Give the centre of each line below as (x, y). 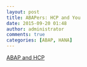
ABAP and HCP (25, 58)
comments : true (26, 35)
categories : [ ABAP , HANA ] (39, 40)
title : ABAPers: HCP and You (43, 18)
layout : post (23, 12)
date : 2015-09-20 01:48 (37, 23)
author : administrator (35, 29)
